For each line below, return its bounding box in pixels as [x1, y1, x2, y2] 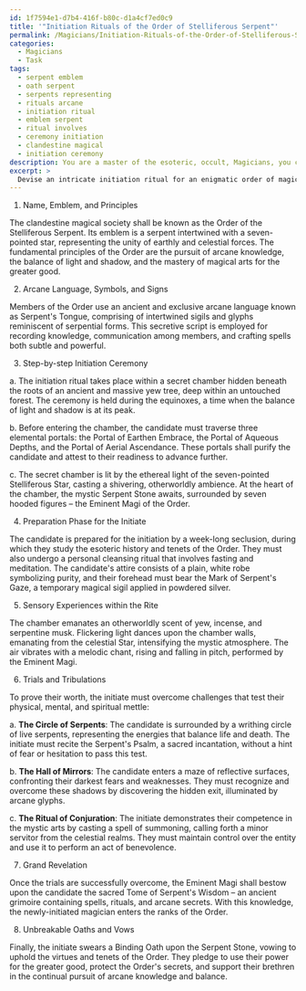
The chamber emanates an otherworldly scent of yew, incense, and [9, 617, 262, 628]
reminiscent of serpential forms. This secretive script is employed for [9, 321, 269, 332]
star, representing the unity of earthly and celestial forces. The [39, 237, 275, 248]
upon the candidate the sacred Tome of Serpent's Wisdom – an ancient [9, 887, 277, 898]
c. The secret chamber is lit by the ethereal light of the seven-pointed [9, 469, 270, 480]
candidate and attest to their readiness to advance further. [9, 451, 229, 462]
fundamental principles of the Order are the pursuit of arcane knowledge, [9, 247, 285, 258]
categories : [9, 38, 55, 48]
